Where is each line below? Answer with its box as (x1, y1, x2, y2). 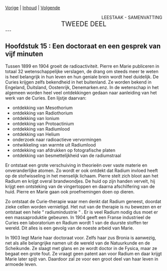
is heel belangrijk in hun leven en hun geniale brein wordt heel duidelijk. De (5, 73, 159, 79)
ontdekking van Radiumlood (12, 125, 70, 132)
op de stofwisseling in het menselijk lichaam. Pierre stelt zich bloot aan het (5, 172, 159, 178)
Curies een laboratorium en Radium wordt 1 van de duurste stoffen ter (5, 219, 149, 225)
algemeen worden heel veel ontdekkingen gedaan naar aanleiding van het (5, 89, 157, 95)
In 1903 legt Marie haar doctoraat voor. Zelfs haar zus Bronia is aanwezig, (5, 234, 156, 240)
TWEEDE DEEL (61, 20, 107, 28)
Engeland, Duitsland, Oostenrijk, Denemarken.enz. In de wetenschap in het (5, 84, 159, 90)
